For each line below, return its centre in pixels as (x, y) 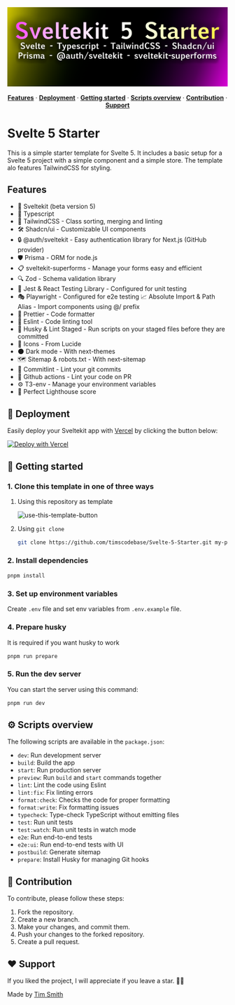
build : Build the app (46, 763)
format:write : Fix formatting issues (68, 807)
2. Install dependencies (48, 560)
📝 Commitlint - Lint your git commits (69, 369)
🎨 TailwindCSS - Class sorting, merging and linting (90, 221)
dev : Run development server (59, 756)
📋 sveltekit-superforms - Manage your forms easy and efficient (109, 268)
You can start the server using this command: (73, 689)
